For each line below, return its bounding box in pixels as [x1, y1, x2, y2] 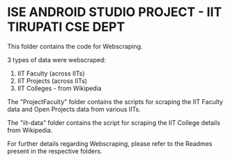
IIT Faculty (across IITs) [17, 69, 85, 78]
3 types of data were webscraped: [7, 55, 107, 64]
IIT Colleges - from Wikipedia [17, 84, 102, 92]
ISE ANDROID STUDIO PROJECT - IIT [7, 4, 222, 20]
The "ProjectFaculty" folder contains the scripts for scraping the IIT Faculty [7, 97, 223, 105]
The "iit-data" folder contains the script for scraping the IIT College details [7, 118, 221, 126]
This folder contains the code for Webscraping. [7, 42, 143, 50]
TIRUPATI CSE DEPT [7, 19, 125, 35]
